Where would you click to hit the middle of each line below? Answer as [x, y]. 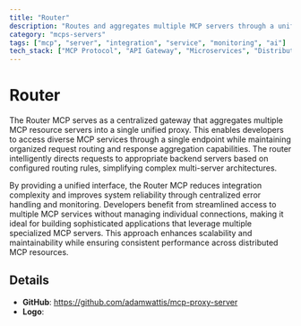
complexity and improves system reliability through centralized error [135, 195]
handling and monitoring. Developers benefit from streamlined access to [143, 205]
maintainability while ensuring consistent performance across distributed [144, 242]
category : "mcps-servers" [57, 34]
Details [29, 281]
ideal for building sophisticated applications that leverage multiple [131, 224]
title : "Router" [39, 18]
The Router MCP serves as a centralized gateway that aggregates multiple [146, 120]
